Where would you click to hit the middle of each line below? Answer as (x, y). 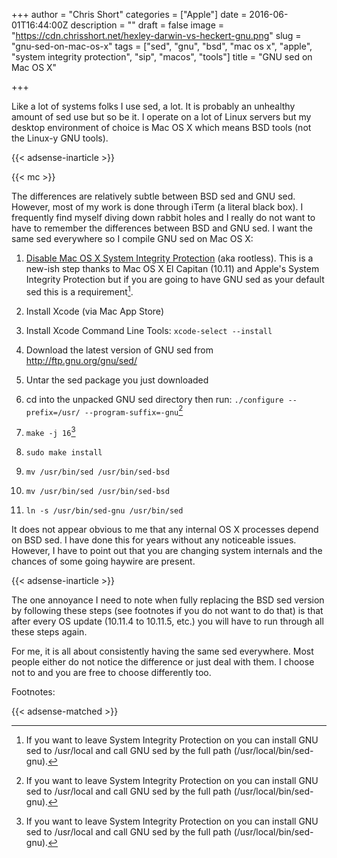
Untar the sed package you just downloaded (117, 380)
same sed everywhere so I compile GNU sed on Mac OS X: (132, 238)
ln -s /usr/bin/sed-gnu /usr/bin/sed (104, 510)
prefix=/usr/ (53, 412)
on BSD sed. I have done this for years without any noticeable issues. (154, 540)
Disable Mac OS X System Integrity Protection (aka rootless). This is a (169, 258)
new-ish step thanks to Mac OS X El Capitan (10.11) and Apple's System (172, 268)
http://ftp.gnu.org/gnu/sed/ (81, 360)
